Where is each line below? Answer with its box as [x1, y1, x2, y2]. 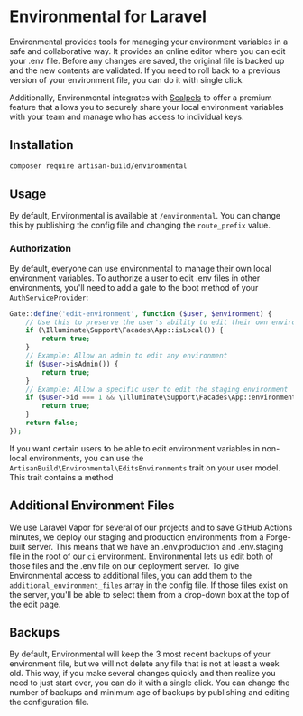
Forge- [265, 531, 291, 543]
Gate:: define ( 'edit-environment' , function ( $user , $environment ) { [9, 309, 272, 318]
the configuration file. [9, 697, 89, 708]
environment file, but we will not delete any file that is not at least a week [9, 658, 280, 669]
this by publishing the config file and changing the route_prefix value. [9, 219, 271, 231]
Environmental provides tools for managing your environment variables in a [9, 36, 289, 47]
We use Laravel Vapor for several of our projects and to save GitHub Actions [9, 522, 293, 533]
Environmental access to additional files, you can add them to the [9, 570, 252, 581]
